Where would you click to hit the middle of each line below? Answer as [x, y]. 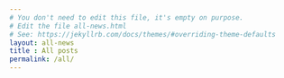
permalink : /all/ [42, 59]
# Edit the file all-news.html [68, 26]
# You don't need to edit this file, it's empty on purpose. [127, 17]
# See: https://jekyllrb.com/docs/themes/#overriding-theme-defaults [143, 34]
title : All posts [44, 51]
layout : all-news [42, 43]
